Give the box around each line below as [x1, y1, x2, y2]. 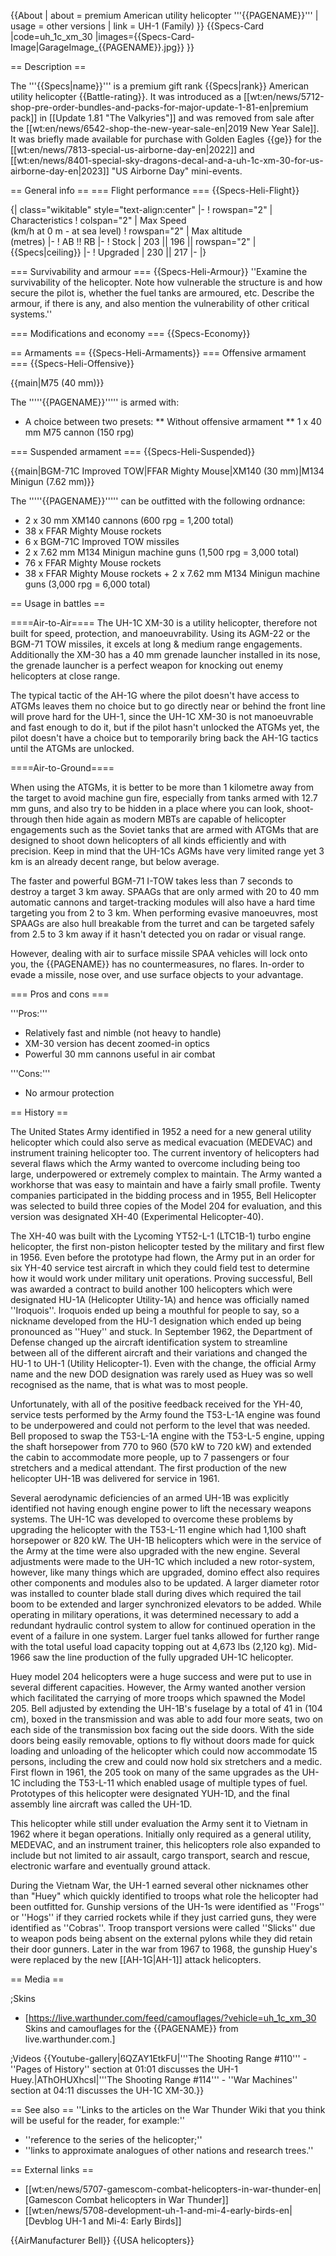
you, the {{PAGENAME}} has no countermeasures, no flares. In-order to [10, 958, 305, 970]
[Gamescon [24, 2194, 73, 2205]
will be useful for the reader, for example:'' [10, 2115, 186, 2126]
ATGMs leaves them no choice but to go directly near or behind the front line [10, 700, 326, 712]
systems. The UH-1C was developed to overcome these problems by [10, 1513, 294, 1525]
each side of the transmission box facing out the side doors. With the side [10, 1724, 315, 1735]
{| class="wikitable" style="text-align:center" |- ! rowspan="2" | [10, 204, 273, 215]
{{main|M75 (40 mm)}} [10, 377, 105, 389]
